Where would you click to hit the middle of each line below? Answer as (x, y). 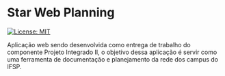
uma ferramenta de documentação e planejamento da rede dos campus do (113, 59)
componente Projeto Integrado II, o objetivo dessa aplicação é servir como (112, 52)
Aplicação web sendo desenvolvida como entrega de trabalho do (99, 45)
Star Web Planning (61, 13)
